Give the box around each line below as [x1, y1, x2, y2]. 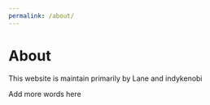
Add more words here [8, 89, 81, 99]
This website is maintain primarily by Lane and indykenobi [8, 73, 203, 83]
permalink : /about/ [8, 11, 75, 20]
